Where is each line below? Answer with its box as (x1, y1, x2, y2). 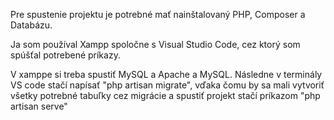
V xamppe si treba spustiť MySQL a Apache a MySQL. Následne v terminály (10, 69, 323, 80)
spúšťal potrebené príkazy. (10, 49, 121, 61)
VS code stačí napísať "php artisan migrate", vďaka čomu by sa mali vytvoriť (10, 79, 325, 91)
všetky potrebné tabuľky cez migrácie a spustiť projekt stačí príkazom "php (10, 90, 321, 101)
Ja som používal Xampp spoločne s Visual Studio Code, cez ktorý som (10, 39, 301, 50)
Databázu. (10, 19, 53, 31)
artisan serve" (10, 100, 68, 112)
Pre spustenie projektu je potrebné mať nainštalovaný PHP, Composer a (10, 9, 306, 20)
